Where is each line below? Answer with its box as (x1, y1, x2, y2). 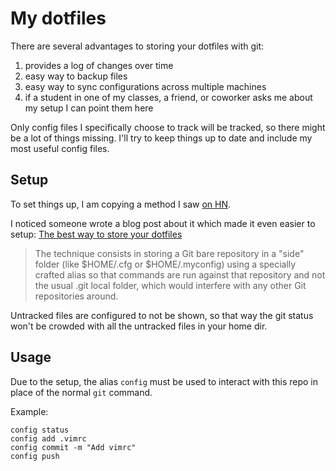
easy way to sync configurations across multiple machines (24, 80, 267, 92)
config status (10, 425, 70, 435)
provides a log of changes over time (24, 59, 174, 71)
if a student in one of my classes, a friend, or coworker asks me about (24, 91, 313, 103)
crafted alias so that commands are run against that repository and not (34, 268, 326, 281)
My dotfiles (10, 7, 107, 30)
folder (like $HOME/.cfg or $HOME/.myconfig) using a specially (34, 258, 297, 270)
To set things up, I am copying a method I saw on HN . (10, 198, 232, 210)
